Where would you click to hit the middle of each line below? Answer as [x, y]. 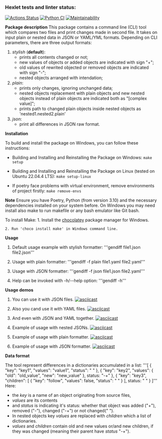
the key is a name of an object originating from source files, [71, 395]
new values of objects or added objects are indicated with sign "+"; [87, 63]
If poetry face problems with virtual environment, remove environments [83, 186]
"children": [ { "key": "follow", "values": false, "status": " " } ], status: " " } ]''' [81, 381]
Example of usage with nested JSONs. [50, 328]
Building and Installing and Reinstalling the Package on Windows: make [82, 158]
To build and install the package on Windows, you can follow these [72, 143]
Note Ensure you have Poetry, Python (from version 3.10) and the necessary [81, 200]
